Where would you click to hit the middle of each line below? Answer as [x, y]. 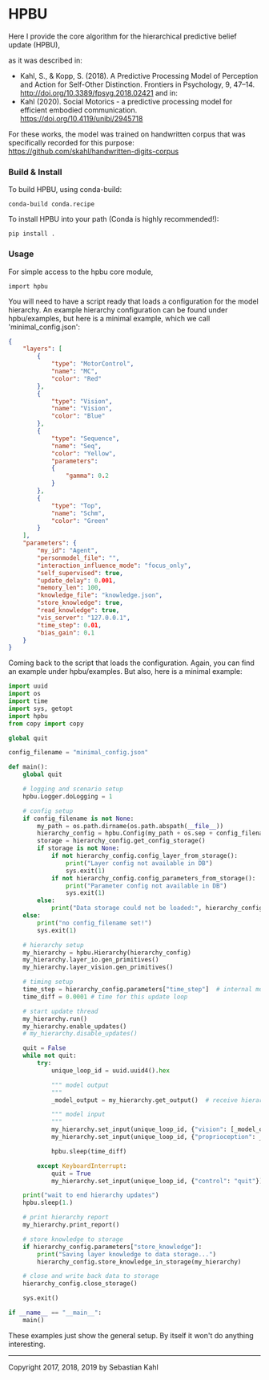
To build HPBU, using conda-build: [65, 190]
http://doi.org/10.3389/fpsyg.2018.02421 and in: [99, 92]
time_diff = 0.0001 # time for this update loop [105, 997]
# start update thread [60, 1011]
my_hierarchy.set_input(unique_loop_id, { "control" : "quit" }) [157, 1181]
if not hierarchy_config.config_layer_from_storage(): [145, 856]
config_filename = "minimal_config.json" [78, 753]
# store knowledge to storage [73, 1239]
